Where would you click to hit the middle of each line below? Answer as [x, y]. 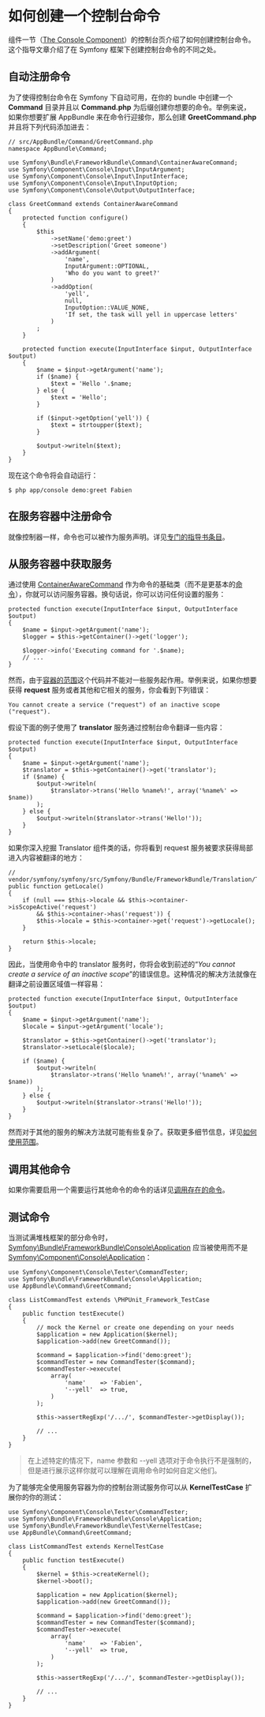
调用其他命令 [39, 1169]
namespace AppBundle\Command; [58, 148]
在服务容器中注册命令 [60, 517]
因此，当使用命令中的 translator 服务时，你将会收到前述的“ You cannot [121, 965]
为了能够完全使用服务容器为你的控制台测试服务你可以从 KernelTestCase [126, 1487]
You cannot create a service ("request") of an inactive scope [114, 705]
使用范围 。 [26, 1142]
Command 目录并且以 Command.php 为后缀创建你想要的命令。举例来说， [129, 107]
